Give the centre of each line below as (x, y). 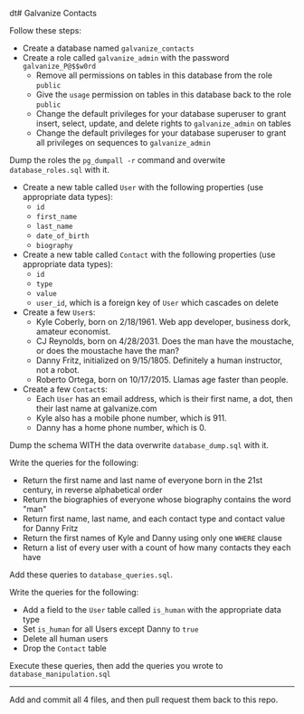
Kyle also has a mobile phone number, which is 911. (131, 418)
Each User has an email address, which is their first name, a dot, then (164, 399)
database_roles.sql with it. (60, 170)
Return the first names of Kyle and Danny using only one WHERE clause (152, 538)
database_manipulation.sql (60, 674)
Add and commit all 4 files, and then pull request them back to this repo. (144, 700)
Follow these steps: (45, 30)
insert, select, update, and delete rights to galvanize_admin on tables (164, 123)
